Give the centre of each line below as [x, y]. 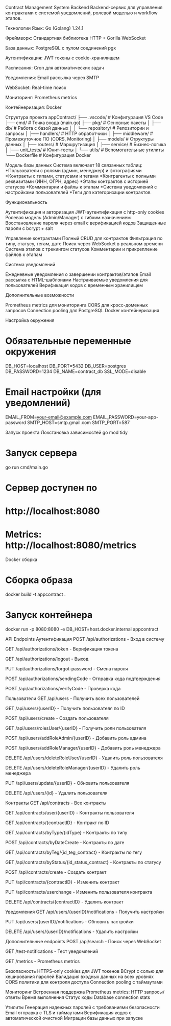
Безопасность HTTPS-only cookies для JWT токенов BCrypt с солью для [84, 971]
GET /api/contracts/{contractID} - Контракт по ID [57, 823]
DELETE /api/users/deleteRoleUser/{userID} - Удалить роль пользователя [84, 758]
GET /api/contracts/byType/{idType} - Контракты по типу [66, 833]
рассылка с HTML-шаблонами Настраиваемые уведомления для [77, 280]
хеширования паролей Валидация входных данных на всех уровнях [80, 976]
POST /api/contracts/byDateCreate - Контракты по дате [65, 842]
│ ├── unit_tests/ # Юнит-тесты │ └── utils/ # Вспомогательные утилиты [85, 150]
